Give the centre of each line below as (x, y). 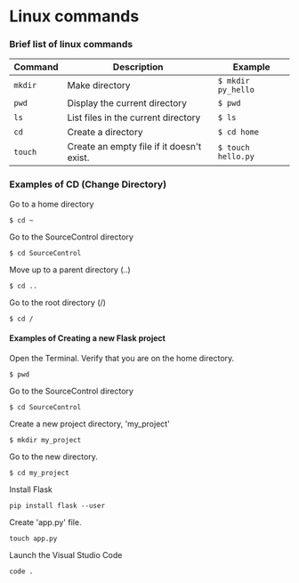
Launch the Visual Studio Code (66, 555)
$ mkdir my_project (45, 440)
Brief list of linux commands (71, 45)
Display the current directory (127, 103)
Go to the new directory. (53, 457)
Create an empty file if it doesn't (134, 147)
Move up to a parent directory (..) (70, 270)
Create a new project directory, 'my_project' (90, 424)
